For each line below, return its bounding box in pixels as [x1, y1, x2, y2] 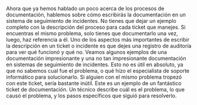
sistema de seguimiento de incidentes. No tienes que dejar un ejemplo [6, 18, 176, 24]
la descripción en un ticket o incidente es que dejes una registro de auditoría [6, 42, 192, 49]
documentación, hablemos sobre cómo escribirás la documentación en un [6, 11, 186, 18]
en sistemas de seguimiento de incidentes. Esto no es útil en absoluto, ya [6, 61, 183, 68]
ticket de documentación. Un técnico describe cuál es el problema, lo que [6, 86, 185, 93]
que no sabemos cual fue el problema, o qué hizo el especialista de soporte [6, 67, 190, 74]
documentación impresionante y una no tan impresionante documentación [6, 55, 186, 62]
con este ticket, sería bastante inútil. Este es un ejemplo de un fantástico [6, 80, 182, 87]
